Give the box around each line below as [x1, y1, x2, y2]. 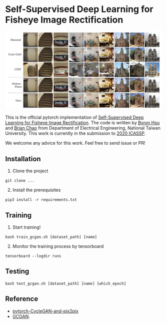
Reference [5, 294, 38, 303]
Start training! [12, 224, 41, 230]
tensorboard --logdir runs [5, 254, 61, 259]
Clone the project [12, 168, 48, 174]
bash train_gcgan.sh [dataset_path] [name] [5, 234, 97, 240]
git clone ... [5, 178, 35, 183]
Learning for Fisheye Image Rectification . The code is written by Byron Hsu [5, 120, 160, 126]
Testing [5, 267, 29, 276]
